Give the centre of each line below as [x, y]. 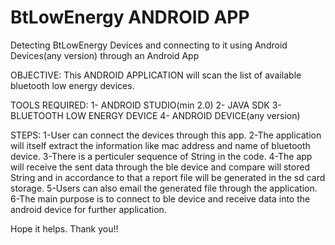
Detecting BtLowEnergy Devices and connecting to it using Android [149, 45]
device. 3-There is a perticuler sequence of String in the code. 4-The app [161, 156]
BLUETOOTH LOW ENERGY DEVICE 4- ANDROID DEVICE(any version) [155, 115]
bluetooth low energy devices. [72, 85]
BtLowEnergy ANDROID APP [130, 17]
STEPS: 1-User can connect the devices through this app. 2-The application [166, 135]
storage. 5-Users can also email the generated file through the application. [164, 188]
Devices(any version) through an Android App [105, 55]
